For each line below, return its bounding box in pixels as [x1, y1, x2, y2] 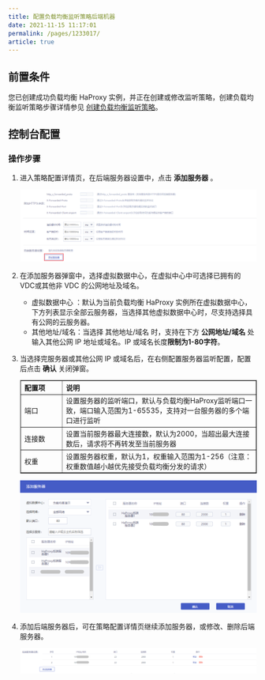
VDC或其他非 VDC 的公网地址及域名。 [19, 281, 144, 290]
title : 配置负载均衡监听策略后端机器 [8, 13, 116, 21]
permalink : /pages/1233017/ [8, 29, 101, 37]
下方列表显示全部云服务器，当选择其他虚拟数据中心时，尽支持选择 [31, 307, 246, 316]
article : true [8, 38, 55, 46]
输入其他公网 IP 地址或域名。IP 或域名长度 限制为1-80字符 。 [31, 337, 225, 346]
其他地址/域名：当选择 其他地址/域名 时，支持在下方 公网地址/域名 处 [31, 327, 255, 336]
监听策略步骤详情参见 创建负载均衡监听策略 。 [14, 103, 162, 112]
